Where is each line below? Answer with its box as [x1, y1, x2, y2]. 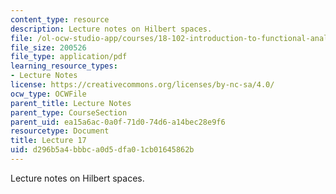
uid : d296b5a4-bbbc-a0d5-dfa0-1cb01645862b [10, 145, 195, 155]
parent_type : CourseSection [10, 107, 128, 118]
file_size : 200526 [10, 42, 87, 53]
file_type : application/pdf [10, 52, 128, 62]
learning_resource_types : [10, 61, 118, 71]
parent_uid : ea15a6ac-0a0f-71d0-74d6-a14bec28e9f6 [10, 117, 226, 127]
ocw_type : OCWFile [10, 89, 87, 99]
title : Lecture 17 [10, 136, 87, 146]
